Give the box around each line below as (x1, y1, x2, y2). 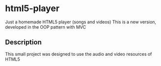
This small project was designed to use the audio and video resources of (5, 51, 152, 57)
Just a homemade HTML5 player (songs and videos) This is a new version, (5, 19, 156, 25)
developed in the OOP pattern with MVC (5, 24, 86, 30)
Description (5, 38, 42, 47)
